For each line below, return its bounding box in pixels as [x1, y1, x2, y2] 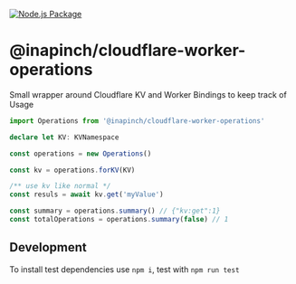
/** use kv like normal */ [9, 182, 111, 191]
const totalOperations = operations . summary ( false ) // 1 [9, 215, 229, 224]
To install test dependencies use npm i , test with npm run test [9, 263, 240, 275]
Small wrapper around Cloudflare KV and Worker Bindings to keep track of [9, 89, 287, 99]
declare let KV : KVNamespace [9, 132, 119, 142]
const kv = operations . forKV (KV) [9, 166, 136, 175]
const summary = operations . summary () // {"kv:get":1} [9, 206, 221, 216]
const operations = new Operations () [9, 149, 152, 158]
